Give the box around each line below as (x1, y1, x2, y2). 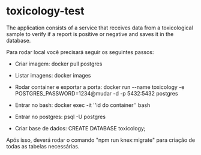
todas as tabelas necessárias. (6, 142, 80, 150)
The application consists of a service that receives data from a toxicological (6, 24, 193, 31)
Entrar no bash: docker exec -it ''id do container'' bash (14, 101, 151, 109)
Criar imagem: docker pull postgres (14, 60, 103, 67)
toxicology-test (6, 4, 85, 18)
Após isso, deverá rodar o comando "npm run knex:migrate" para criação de (6, 136, 196, 144)
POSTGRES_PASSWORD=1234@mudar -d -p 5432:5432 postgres (14, 90, 178, 97)
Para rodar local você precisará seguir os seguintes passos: (6, 48, 154, 55)
